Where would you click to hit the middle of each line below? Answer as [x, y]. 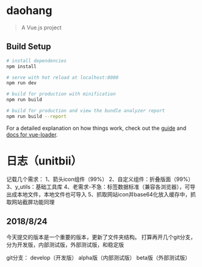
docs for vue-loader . [32, 134]
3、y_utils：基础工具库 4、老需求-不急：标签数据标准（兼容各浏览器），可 [98, 187]
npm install [21, 66]
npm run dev [21, 83]
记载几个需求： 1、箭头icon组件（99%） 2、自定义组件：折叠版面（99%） [100, 179]
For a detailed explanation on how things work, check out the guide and [96, 128]
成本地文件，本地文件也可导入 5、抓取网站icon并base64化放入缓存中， [101, 194]
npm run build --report [37, 116]
